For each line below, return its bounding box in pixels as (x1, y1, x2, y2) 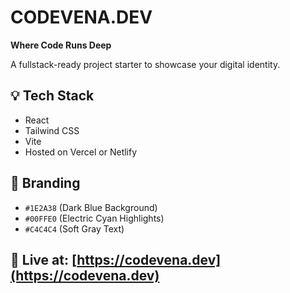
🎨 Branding (10, 175, 81, 192)
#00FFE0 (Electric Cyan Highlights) (24, 212, 165, 224)
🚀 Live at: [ (10, 251, 78, 268)
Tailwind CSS (24, 124, 80, 136)
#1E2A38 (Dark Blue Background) (24, 201, 158, 213)
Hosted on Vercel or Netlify (24, 146, 138, 158)
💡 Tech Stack (10, 87, 95, 105)
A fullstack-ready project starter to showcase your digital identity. (10, 58, 281, 70)
